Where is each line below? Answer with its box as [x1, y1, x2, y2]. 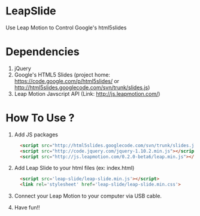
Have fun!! [14, 204, 40, 211]
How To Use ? [5, 111, 75, 125]
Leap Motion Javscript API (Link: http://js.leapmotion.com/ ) [14, 90, 160, 97]
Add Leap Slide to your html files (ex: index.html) [14, 165, 135, 172]
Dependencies [5, 45, 80, 59]
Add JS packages [14, 130, 58, 138]
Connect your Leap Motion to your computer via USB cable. [14, 193, 162, 200]
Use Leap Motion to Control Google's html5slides [5, 24, 127, 31]
